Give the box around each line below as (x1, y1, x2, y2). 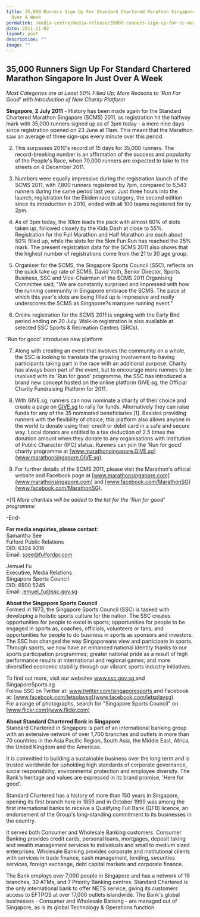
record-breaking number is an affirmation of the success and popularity (14, 151, 192, 158)
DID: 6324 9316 (6, 544, 45, 551)
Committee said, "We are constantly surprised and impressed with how (14, 280, 189, 287)
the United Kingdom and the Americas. (6, 743, 102, 750)
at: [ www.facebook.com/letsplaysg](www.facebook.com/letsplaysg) (6, 694, 174, 701)
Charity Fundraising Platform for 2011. (14, 385, 108, 392)
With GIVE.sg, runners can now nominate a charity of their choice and (14, 397, 186, 404)
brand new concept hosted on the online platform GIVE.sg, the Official (14, 379, 187, 386)
